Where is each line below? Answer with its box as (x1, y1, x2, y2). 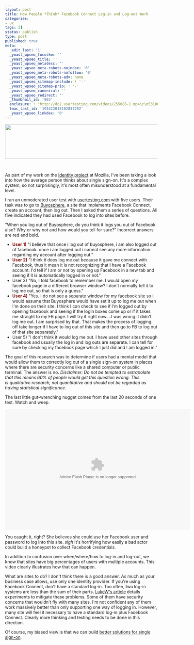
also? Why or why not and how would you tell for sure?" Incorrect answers (5, 226, 154, 233)
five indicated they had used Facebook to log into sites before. (5, 212, 130, 218)
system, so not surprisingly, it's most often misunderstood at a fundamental (5, 182, 156, 188)
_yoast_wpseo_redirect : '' (9, 93, 64, 97)
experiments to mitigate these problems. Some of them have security (5, 594, 143, 599)
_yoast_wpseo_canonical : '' (9, 88, 66, 93)
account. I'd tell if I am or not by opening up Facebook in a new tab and (12, 267, 154, 273)
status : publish (5, 30, 38, 34)
